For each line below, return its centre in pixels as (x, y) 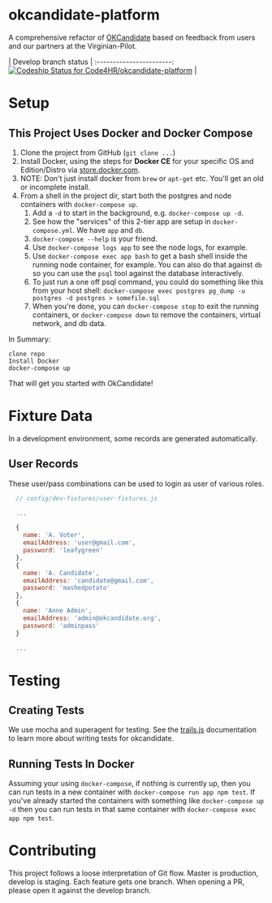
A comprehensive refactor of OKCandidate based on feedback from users (132, 37)
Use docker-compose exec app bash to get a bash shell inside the (140, 256)
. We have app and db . (108, 230)
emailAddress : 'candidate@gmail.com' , (89, 580)
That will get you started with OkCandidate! (81, 383)
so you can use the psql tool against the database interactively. (138, 273)
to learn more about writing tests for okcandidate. (91, 738)
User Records (43, 464)
